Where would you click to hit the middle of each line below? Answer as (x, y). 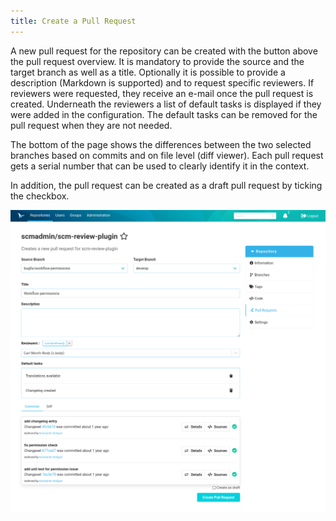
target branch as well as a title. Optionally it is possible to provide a (148, 72)
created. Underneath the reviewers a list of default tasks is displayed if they (166, 104)
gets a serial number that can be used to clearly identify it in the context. (160, 166)
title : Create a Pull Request (73, 21)
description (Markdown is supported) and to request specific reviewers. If (162, 82)
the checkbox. (40, 196)
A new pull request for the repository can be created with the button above (164, 51)
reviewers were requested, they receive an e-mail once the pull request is (162, 93)
